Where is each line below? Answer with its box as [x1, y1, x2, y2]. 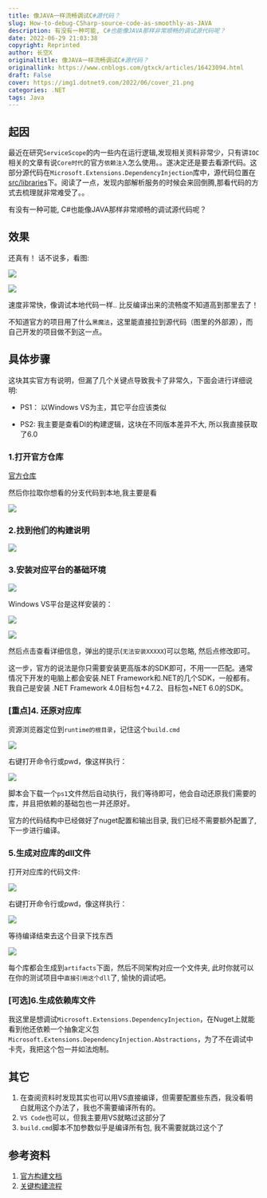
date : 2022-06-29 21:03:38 [8, 34, 98, 42]
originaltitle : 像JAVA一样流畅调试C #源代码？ [8, 57, 149, 65]
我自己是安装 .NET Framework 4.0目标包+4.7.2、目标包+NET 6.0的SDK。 [8, 683, 248, 692]
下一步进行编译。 [8, 825, 65, 835]
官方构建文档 [19, 1172, 62, 1181]
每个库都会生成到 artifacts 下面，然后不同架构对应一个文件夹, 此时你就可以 [8, 963, 254, 973]
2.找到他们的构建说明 [8, 524, 90, 535]
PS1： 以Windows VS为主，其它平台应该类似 [19, 402, 167, 412]
